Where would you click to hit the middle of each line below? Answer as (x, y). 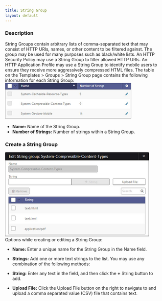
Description (19, 33)
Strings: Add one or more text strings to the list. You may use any (78, 259)
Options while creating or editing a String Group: (54, 240)
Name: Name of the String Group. (46, 126)
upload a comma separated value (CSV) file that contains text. (75, 293)
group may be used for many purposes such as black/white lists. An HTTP (80, 54)
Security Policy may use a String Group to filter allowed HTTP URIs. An (76, 59)
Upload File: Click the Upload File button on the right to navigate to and (84, 288)
